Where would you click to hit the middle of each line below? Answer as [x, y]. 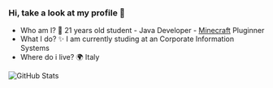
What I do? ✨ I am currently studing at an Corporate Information [127, 39]
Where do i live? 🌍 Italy [60, 57]
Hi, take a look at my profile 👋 [67, 13]
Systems [35, 48]
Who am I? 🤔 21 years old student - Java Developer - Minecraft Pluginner [142, 31]
